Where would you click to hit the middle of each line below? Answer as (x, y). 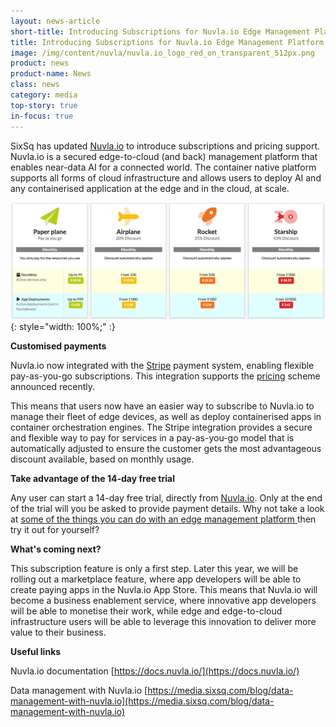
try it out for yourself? (55, 530)
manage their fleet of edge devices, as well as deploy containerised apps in (166, 417)
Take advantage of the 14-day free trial (92, 479)
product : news (40, 63)
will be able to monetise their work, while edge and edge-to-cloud (146, 611)
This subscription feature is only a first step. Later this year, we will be (154, 569)
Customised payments (58, 346)
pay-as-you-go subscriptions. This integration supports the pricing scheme (165, 376)
